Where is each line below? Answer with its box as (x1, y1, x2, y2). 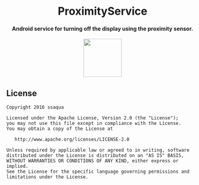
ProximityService (57, 4, 148, 18)
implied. (6, 164, 29, 170)
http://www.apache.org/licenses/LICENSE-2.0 (14, 137, 130, 143)
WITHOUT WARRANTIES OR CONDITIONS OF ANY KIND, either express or (6, 158, 179, 164)
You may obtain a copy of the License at (6, 126, 114, 132)
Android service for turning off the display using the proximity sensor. (12, 25, 194, 32)
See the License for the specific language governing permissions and (6, 168, 190, 175)
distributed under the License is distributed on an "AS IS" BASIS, (6, 153, 184, 159)
